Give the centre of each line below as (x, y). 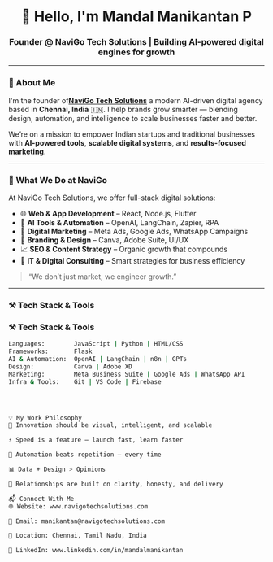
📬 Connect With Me (41, 499)
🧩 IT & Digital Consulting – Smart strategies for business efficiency (132, 261)
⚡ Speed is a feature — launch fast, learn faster (96, 440)
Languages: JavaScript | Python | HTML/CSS (96, 344)
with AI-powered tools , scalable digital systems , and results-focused (127, 142)
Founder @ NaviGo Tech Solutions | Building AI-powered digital (136, 42)
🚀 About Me (32, 83)
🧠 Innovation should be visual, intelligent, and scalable (110, 425)
